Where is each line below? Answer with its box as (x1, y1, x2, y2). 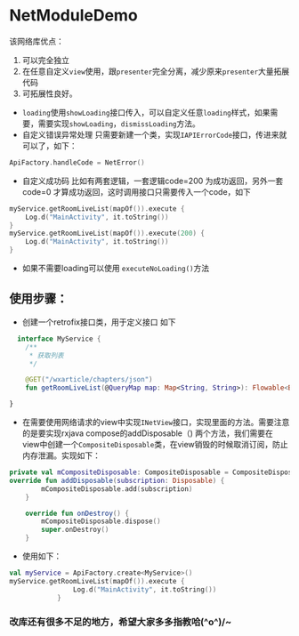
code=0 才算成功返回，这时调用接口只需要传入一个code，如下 (21, 186, 252, 197)
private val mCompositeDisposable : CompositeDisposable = (9, 468, 229, 477)
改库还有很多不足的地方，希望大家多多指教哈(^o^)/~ (9, 616, 232, 628)
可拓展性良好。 (21, 88, 77, 99)
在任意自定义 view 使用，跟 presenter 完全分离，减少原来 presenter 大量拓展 (21, 66, 290, 76)
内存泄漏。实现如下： (21, 450, 101, 461)
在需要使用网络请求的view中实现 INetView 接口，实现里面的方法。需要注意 (21, 417, 290, 427)
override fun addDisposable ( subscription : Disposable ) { (9, 476, 225, 485)
